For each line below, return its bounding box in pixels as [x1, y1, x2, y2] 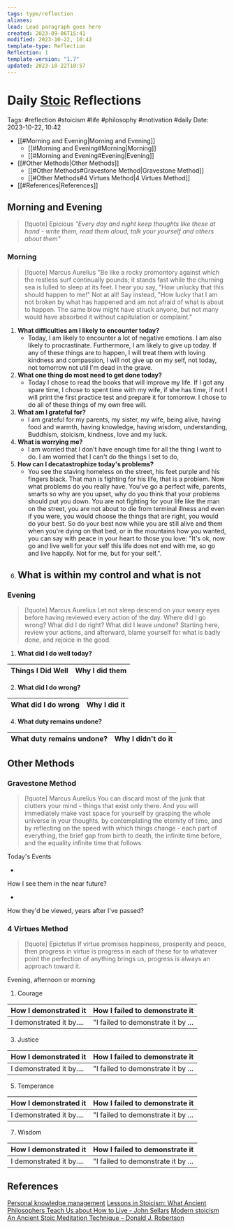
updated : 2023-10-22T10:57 [7, 62, 86, 69]
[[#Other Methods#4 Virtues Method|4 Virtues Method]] [27, 173, 191, 182]
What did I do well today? [17, 649, 92, 658]
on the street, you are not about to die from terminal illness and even [27, 504, 225, 512]
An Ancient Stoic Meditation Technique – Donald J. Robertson [7, 1214, 185, 1222]
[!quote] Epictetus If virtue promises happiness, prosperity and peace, [24, 940, 227, 948]
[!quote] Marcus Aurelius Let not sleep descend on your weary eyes [24, 606, 220, 614]
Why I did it [86, 700, 126, 710]
